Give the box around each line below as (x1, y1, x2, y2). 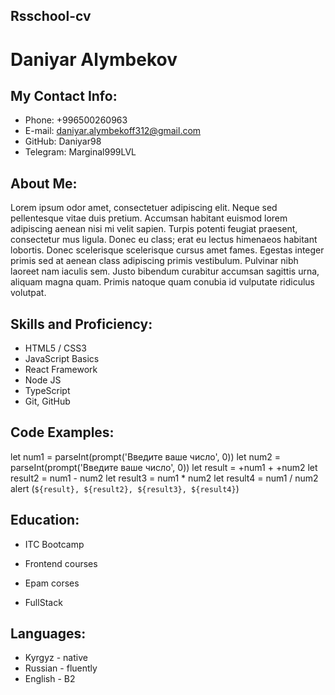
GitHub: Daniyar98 (24, 135, 102, 148)
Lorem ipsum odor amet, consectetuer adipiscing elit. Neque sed (10, 202, 278, 214)
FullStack (24, 596, 63, 608)
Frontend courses (24, 557, 98, 569)
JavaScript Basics (24, 353, 100, 365)
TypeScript (24, 385, 71, 397)
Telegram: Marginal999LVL (24, 146, 137, 158)
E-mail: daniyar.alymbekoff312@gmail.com (24, 125, 202, 137)
